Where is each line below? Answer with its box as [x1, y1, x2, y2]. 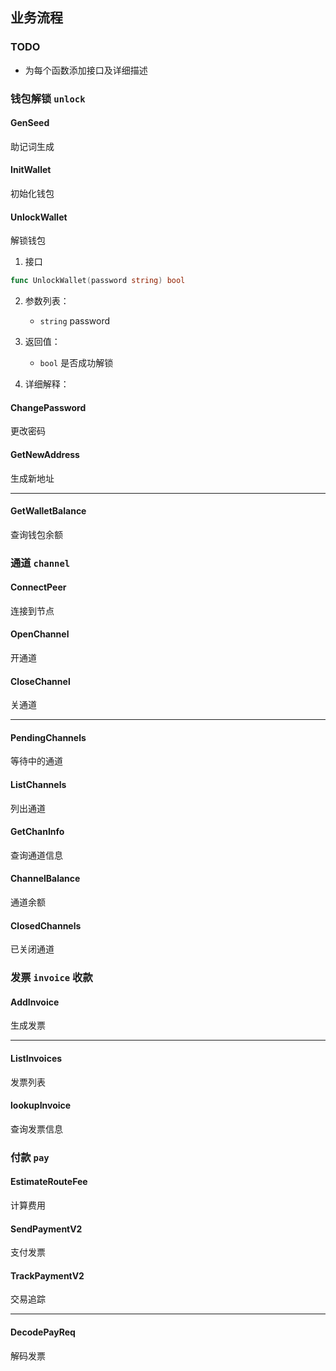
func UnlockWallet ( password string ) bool [10, 276, 186, 286]
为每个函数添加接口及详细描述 [24, 64, 148, 76]
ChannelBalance [10, 873, 81, 885]
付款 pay [10, 1150, 50, 1164]
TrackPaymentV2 [10, 1269, 85, 1282]
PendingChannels [10, 731, 87, 743]
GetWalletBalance [10, 505, 87, 517]
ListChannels [10, 779, 67, 791]
